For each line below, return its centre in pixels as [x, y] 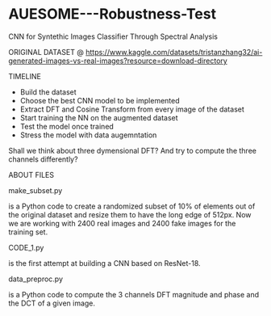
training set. [28, 232]
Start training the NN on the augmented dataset [99, 117]
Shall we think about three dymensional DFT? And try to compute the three [132, 150]
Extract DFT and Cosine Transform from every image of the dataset [132, 109]
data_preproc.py [35, 279]
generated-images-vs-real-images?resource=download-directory [118, 61]
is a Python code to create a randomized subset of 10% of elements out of [132, 206]
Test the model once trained [67, 126]
